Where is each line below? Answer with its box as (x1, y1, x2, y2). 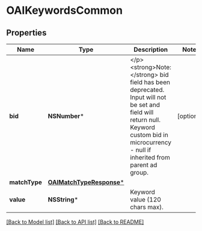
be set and (130, 100, 161, 109)
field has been (130, 78, 170, 86)
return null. (130, 115, 161, 124)
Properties (6, 28, 47, 38)
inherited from (130, 153, 170, 161)
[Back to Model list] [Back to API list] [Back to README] (6, 218, 144, 226)
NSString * (47, 196, 79, 203)
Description (133, 46, 168, 54)
